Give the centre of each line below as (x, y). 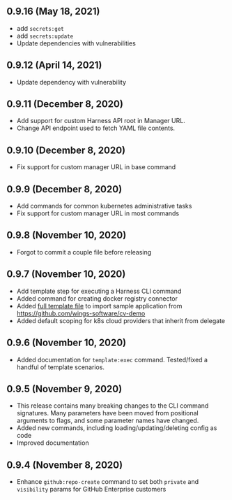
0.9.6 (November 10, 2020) (67, 343)
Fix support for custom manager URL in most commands (98, 213)
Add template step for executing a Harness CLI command (99, 291)
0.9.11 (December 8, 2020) (65, 104)
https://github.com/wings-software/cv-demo (81, 313)
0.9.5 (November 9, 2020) (64, 388)
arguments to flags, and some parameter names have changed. (108, 421)
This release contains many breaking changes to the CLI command (113, 406)
